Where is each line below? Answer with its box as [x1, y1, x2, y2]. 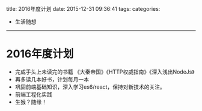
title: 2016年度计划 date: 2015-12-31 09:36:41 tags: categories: [6, 5, 161, 12]
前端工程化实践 [14, 90, 52, 98]
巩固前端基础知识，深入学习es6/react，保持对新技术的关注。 [14, 83, 165, 90]
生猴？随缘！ [14, 98, 47, 106]
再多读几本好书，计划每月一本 [14, 75, 89, 83]
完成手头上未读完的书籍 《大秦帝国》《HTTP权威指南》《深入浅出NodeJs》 [14, 68, 195, 75]
